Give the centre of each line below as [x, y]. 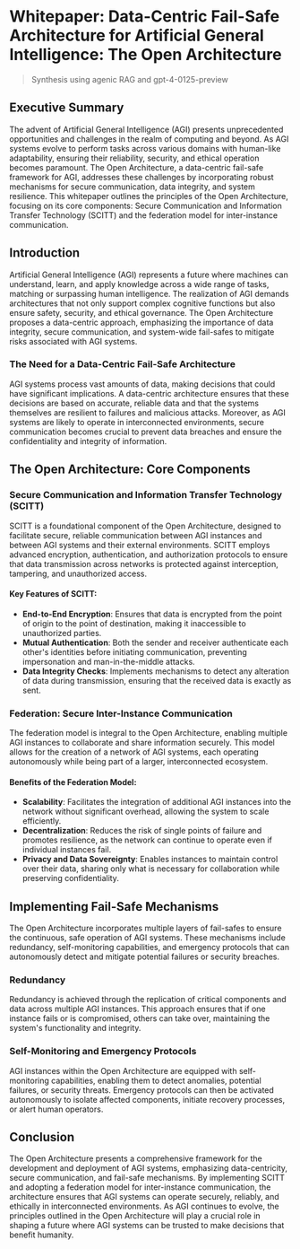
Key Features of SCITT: [53, 594]
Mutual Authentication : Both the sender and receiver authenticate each [155, 642]
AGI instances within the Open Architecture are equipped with [123, 1070]
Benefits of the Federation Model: [73, 782]
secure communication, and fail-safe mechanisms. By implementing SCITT [147, 1178]
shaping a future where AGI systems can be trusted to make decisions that [147, 1226]
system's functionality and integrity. [75, 1028]
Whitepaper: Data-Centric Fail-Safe [145, 17]
